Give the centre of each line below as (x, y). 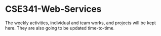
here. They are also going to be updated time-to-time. (60, 28)
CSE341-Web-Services (53, 9)
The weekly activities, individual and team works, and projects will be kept (80, 23)
